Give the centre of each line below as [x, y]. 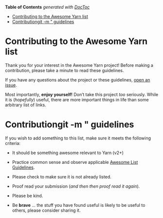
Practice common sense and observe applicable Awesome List [75, 162]
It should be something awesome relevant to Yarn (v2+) [68, 153]
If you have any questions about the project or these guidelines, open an [78, 79]
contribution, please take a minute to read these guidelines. [64, 70]
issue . [11, 85]
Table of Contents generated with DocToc [47, 7]
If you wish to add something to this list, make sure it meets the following [78, 138]
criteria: [13, 143]
